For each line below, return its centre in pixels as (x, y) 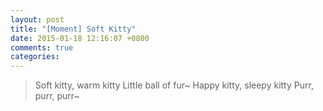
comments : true (42, 47)
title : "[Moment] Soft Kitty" (73, 29)
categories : (35, 57)
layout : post (37, 19)
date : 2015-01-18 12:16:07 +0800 (80, 38)
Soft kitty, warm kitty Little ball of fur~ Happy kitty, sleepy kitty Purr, (174, 85)
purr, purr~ (57, 96)
